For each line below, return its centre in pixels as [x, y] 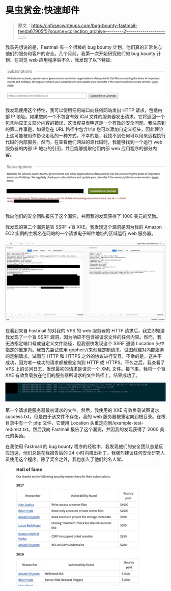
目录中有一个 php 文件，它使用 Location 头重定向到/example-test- [75, 423]
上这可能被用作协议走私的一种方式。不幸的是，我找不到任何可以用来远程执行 [85, 135]
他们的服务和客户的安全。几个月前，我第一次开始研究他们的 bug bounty [80, 53]
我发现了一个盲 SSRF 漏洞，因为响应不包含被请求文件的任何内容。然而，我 [83, 337]
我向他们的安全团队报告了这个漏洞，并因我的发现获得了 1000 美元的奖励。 [83, 216]
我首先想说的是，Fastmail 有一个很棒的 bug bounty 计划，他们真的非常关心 [84, 47]
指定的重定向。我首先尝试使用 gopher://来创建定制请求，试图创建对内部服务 [85, 350]
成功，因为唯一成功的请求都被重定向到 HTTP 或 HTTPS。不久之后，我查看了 [85, 362]
